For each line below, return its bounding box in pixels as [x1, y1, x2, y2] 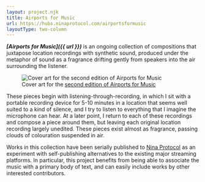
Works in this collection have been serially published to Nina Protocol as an [6, 143, 196, 151]
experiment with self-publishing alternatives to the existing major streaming [6, 150, 197, 157]
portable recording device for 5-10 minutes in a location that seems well [6, 99, 188, 107]
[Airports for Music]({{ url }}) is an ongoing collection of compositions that [6, 43, 197, 50]
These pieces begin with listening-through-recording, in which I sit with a [6, 93, 191, 100]
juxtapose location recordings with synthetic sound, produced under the [6, 50, 188, 57]
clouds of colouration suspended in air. [6, 132, 105, 139]
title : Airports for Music [6, 15, 75, 21]
